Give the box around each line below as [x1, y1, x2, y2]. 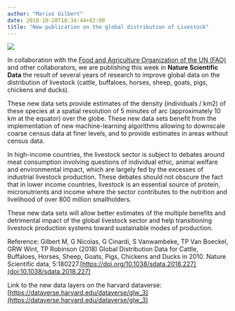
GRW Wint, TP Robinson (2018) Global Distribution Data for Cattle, [7, 245, 198, 253]
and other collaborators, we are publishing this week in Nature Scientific [7, 63, 219, 72]
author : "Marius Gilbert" [7, 10, 83, 18]
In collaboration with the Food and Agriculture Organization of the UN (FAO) [7, 56, 227, 64]
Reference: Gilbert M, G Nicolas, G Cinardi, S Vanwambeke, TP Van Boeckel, [7, 237, 229, 246]
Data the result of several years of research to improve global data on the [7, 71, 220, 80]
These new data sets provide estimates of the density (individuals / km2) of [7, 99, 227, 108]
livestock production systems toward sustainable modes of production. [7, 224, 213, 232]
